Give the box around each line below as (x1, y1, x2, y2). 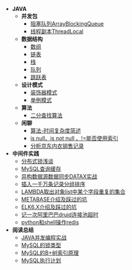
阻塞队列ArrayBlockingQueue (30, 20, 104, 27)
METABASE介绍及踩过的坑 (21, 195, 88, 203)
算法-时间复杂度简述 (30, 127, 81, 134)
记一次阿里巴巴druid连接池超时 (21, 211, 99, 218)
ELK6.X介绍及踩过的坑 (21, 203, 77, 210)
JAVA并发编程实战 (21, 234, 67, 241)
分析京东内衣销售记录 (30, 142, 84, 149)
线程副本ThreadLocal (30, 27, 84, 35)
